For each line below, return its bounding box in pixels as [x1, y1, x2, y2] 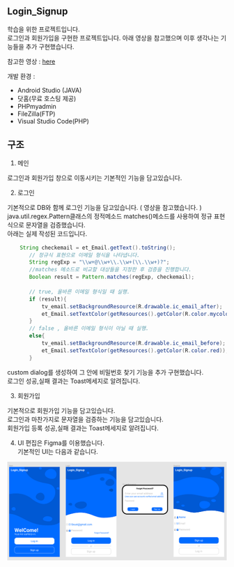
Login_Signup [7, 6, 68, 17]
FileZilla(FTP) [17, 109, 56, 118]
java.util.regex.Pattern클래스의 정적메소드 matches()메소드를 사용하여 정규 [7, 212, 212, 220]
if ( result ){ [29, 296, 68, 303]
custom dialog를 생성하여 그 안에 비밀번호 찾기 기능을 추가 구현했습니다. [7, 368, 204, 376]
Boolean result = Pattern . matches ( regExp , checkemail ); [29, 273, 195, 281]
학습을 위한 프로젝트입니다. [7, 24, 80, 33]
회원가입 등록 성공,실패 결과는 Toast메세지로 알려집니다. [7, 423, 159, 432]
